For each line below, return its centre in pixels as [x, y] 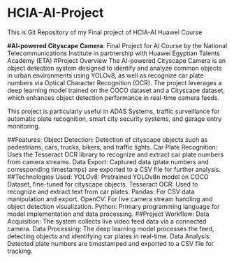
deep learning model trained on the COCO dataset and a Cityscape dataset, [116, 90]
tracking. [20, 251]
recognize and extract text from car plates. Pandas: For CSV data [101, 191]
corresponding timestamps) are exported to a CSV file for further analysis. [114, 169]
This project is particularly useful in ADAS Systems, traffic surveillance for [114, 111]
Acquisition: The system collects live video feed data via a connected [107, 221]
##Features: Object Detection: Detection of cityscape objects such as [108, 139]
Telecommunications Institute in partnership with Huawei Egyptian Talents [114, 53]
